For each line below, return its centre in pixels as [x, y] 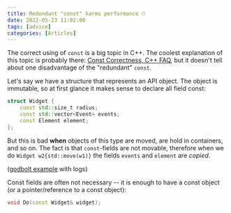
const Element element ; [54, 120]
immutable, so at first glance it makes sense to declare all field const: [106, 88]
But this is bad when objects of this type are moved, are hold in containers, [115, 141]
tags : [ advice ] [29, 26]
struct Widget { [31, 102]
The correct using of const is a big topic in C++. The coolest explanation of [115, 53]
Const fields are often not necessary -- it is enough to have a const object [113, 182]
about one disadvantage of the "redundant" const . [80, 68]
